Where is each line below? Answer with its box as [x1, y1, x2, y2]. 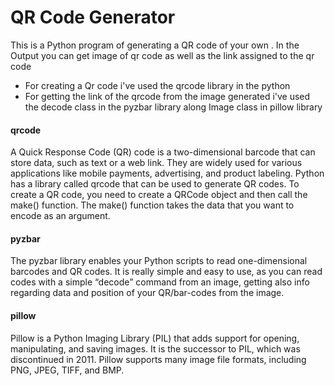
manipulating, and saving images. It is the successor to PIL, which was [10, 342, 301, 355]
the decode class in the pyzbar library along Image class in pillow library [24, 101, 323, 113]
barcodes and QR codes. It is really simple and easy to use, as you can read [10, 266, 323, 278]
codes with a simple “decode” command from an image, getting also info [10, 276, 310, 288]
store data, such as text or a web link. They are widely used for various [10, 157, 303, 169]
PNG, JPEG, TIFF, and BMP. [10, 364, 125, 376]
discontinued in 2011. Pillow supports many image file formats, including [10, 353, 307, 365]
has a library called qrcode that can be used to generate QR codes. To [10, 178, 300, 190]
